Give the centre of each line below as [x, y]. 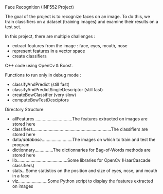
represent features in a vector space [48, 51]
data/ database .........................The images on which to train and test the [84, 139]
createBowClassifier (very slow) [44, 95]
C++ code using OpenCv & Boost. [39, 66]
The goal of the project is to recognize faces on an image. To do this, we [78, 16]
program [21, 145]
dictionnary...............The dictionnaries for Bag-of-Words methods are [81, 150]
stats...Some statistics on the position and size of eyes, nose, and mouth [85, 171]
